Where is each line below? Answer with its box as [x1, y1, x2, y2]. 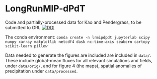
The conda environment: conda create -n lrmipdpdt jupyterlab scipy [5, 34, 150, 40]
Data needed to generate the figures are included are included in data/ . [5, 52, 152, 58]
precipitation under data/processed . [5, 68, 78, 74]
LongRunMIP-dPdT [5, 3, 85, 14]
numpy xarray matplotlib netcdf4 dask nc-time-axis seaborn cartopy [5, 39, 150, 44]
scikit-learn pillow [5, 43, 48, 48]
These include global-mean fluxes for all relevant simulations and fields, [5, 57, 153, 63]
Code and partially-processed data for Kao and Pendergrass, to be [5, 19, 142, 25]
